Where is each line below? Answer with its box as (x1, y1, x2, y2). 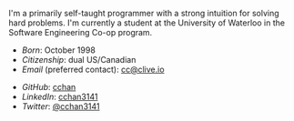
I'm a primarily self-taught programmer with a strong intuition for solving (8, 8, 279, 18)
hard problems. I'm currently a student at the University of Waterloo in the (8, 17, 286, 28)
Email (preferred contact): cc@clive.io (21, 64, 165, 75)
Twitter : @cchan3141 (21, 101, 100, 112)
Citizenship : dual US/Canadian (21, 55, 137, 65)
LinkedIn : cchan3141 (21, 91, 98, 102)
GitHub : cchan (21, 82, 76, 92)
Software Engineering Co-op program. (8, 27, 153, 37)
